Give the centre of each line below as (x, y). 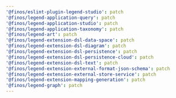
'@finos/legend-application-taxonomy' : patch (64, 29)
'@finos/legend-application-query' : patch (61, 18)
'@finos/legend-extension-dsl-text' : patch (62, 63)
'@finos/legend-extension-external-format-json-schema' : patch (88, 68)
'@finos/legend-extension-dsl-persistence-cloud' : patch (80, 57)
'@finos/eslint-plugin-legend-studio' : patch (64, 12)
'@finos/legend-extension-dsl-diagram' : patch (66, 46)
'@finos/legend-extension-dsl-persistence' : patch (71, 52)
